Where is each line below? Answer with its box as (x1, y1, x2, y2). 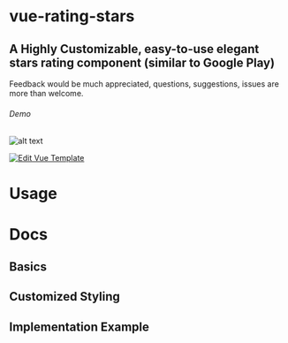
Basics (9, 259, 47, 274)
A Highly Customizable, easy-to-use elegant (9, 42, 260, 57)
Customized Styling (9, 289, 121, 304)
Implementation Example (9, 319, 150, 334)
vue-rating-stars (9, 6, 135, 27)
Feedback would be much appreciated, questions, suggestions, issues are (9, 79, 280, 89)
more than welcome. (9, 88, 84, 98)
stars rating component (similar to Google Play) (9, 55, 276, 70)
